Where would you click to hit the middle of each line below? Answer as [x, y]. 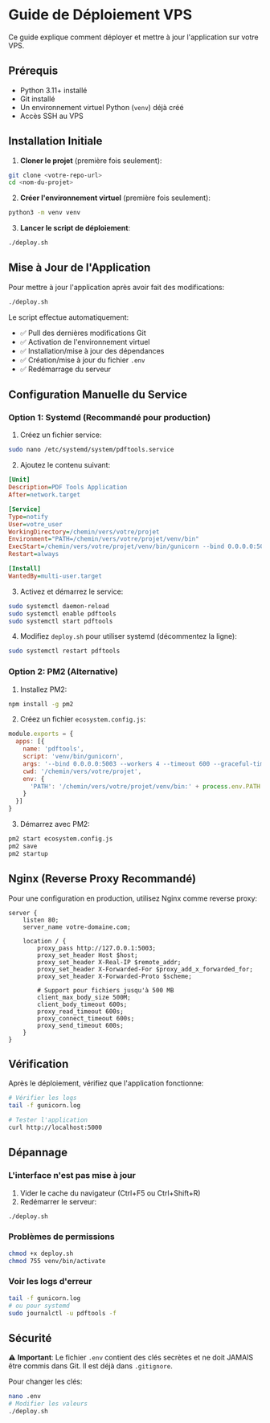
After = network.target [45, 495]
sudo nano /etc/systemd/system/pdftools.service [91, 450]
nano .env [25, 1396]
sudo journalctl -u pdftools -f [62, 1313]
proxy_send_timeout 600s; [81, 1025]
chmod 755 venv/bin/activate [57, 1261]
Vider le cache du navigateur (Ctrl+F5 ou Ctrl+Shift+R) [110, 1193]
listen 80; [41, 920]
